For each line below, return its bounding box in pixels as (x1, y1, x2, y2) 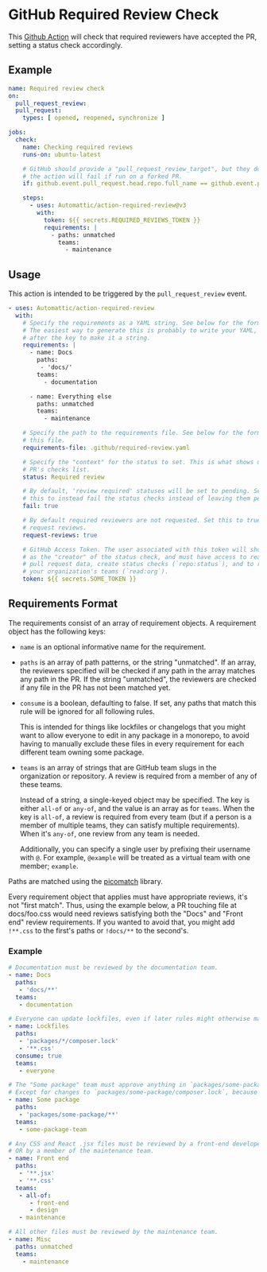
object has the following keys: (8, 626, 106, 636)
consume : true (15, 1052, 62, 1060)
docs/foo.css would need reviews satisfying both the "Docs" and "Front (8, 909, 244, 918)
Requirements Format (8, 597, 118, 611)
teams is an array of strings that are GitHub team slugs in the (19, 762, 217, 772)
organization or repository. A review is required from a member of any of (19, 771, 257, 781)
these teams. (19, 779, 63, 789)
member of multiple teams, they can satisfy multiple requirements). (19, 820, 240, 830)
